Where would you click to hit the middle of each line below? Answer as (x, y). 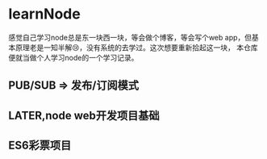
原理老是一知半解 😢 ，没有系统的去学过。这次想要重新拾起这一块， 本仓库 (136, 47)
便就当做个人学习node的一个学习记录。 (73, 57)
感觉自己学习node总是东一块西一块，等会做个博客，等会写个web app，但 (130, 37)
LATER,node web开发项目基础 (84, 115)
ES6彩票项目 (40, 146)
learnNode (44, 14)
